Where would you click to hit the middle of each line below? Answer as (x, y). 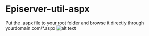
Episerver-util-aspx (48, 9)
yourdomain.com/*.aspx (30, 28)
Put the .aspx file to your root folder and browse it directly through (75, 23)
